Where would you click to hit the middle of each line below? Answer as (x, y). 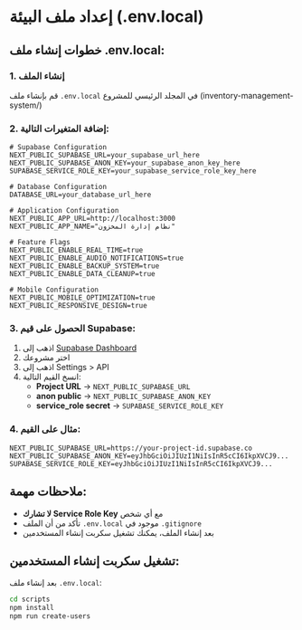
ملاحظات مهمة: (48, 492)
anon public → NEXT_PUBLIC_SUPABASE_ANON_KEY (123, 396)
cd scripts (30, 599)
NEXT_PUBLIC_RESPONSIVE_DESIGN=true (78, 306)
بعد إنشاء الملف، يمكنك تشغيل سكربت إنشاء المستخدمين (118, 532)
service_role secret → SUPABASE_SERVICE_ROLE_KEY (130, 406)
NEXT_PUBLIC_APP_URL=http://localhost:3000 (93, 219)
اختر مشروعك (46, 358)
